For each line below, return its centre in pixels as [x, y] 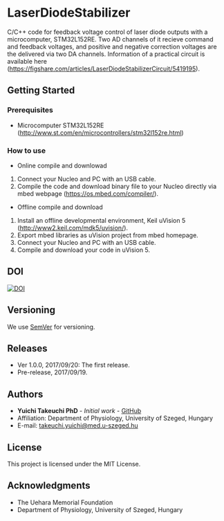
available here [27, 61]
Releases [27, 348]
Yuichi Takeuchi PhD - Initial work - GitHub [79, 411]
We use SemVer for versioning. [51, 327]
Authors [25, 394]
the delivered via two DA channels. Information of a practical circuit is [106, 54]
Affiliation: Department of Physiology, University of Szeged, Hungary [115, 418]
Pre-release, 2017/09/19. [52, 372]
